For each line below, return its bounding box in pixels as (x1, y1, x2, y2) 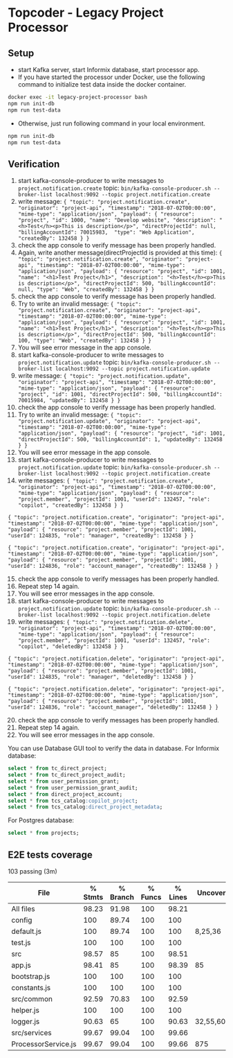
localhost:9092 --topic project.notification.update (55, 365, 210, 372)
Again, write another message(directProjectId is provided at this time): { (17, 248, 223, 257)
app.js (11, 960, 32, 970)
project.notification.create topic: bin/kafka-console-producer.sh (17, 184, 212, 192)
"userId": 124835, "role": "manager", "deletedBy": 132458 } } (8, 674, 194, 681)
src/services (11, 1028, 52, 1037)
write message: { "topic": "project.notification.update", (17, 372, 191, 380)
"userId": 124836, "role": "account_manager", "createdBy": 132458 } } (8, 563, 218, 570)
